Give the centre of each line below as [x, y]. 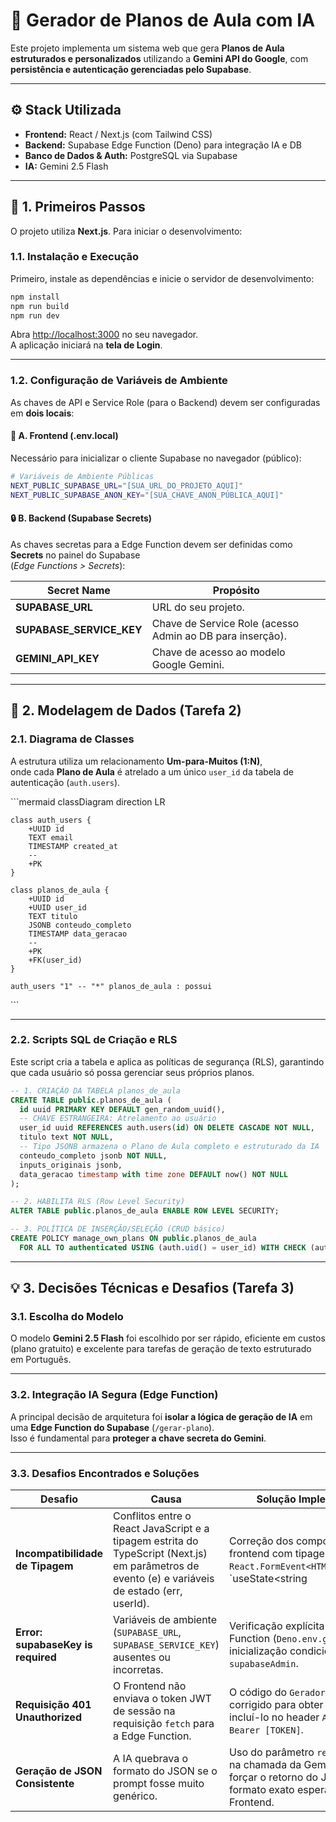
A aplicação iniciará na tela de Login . [86, 345]
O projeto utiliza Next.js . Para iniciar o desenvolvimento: [126, 231]
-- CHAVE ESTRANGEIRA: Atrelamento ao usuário [118, 1119]
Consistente [45, 1784]
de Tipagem [44, 1566]
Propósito [236, 590]
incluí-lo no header [274, 1717]
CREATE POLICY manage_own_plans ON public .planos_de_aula [133, 1239]
